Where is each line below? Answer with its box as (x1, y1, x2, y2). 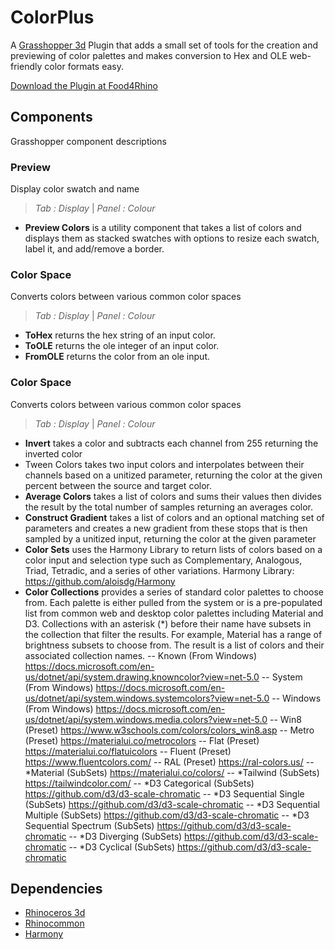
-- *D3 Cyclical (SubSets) (68, 841, 176, 853)
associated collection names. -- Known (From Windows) (24, 649, 258, 661)
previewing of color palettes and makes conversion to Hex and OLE (10, 49, 288, 61)
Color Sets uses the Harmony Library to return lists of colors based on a (24, 543, 323, 555)
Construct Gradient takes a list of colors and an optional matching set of (24, 511, 325, 523)
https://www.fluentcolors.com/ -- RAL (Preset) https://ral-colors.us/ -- (24, 756, 315, 768)
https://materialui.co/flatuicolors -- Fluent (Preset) (24, 745, 232, 757)
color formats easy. (44, 60, 125, 72)
